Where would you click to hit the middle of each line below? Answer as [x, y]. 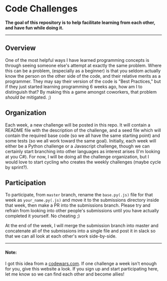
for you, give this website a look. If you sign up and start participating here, [82, 269]
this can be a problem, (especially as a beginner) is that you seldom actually [83, 71]
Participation [26, 183]
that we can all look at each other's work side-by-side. [61, 236]
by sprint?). [17, 167]
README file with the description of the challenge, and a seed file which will [83, 130]
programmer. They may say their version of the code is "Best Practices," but [83, 81]
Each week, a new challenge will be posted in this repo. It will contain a [78, 125]
